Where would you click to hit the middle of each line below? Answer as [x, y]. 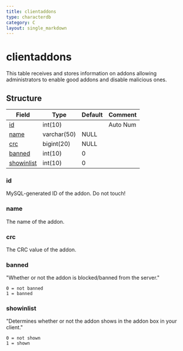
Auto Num [122, 125]
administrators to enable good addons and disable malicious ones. [86, 80]
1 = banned [19, 294]
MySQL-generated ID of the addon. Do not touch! [66, 193]
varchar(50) [59, 134]
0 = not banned [25, 289]
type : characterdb [29, 17]
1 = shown [18, 343]
